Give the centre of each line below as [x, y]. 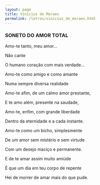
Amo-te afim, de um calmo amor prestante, [48, 93]
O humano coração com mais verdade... [45, 65]
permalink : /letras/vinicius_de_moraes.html [50, 18]
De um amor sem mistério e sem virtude [45, 140]
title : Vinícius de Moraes [32, 14]
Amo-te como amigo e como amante [42, 74]
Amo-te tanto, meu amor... [31, 46]
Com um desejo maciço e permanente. [43, 149]
